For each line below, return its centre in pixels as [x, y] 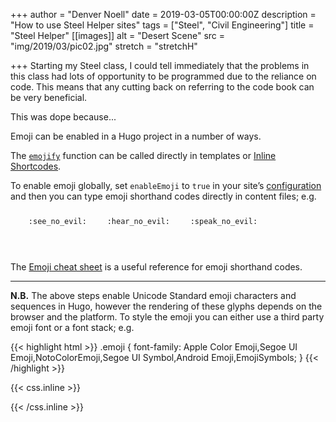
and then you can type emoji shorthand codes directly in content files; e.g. [163, 196]
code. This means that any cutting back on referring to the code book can [162, 87]
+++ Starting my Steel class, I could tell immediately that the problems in [160, 65]
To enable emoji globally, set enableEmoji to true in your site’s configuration [166, 185]
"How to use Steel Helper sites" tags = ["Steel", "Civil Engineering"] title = [162, 25]
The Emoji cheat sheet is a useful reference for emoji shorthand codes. [156, 267]
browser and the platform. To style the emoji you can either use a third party [167, 317]
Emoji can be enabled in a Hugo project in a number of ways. [136, 136]
